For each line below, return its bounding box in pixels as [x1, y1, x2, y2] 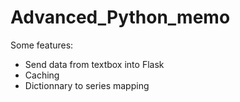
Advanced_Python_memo [10, 6, 231, 29]
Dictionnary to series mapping [24, 79, 150, 91]
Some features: [10, 39, 74, 51]
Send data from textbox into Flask [24, 58, 165, 70]
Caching [24, 69, 60, 81]
